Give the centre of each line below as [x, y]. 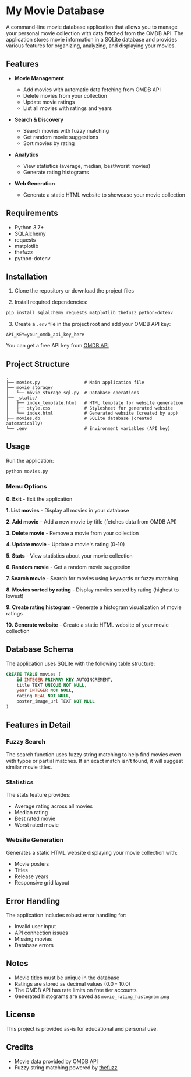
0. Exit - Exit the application [39, 499]
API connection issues [41, 933]
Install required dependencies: [51, 302]
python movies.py [27, 471]
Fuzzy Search [26, 742]
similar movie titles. [29, 767]
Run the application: [30, 460]
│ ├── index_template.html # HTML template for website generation [95, 403]
